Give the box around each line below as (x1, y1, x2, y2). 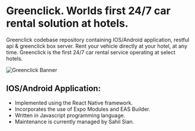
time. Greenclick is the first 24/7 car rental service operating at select (6, 48, 176, 55)
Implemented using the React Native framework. (14, 99, 133, 106)
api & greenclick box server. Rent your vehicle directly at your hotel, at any (6, 42, 188, 50)
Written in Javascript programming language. (14, 112, 126, 119)
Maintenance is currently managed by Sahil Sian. (14, 118, 135, 125)
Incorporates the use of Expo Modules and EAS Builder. (14, 105, 151, 113)
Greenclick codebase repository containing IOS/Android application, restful (6, 36, 190, 43)
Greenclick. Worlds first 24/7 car (6, 4, 171, 18)
